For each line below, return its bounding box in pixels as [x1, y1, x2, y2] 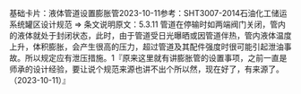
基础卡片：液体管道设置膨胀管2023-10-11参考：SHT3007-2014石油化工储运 [9, 8, 288, 18]
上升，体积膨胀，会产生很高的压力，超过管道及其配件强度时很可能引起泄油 [9, 41, 284, 52]
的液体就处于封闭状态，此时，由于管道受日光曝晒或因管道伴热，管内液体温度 [9, 30, 292, 40]
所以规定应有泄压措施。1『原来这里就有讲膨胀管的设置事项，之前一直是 [24, 53, 288, 63]
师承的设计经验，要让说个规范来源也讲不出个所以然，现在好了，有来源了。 [9, 64, 284, 74]
